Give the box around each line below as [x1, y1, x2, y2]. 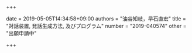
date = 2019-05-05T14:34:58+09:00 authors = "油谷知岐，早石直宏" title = [6, 15, 186, 22]
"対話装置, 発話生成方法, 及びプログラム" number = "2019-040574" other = [6, 23, 187, 29]
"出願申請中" [6, 30, 37, 37]
